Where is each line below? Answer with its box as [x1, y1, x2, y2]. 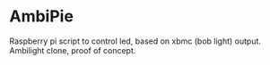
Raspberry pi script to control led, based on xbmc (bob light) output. [9, 36, 262, 46]
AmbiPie [9, 6, 74, 27]
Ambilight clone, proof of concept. [9, 45, 136, 55]
